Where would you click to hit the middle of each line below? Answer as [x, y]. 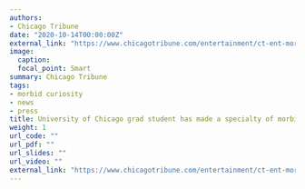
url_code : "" [34, 136]
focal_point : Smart [54, 69]
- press [24, 111]
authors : [26, 18]
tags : [20, 85]
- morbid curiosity [46, 94]
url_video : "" [36, 161]
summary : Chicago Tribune [58, 77]
